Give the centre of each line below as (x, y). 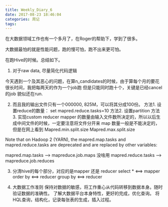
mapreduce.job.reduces (30, 161)
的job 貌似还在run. (24, 94)
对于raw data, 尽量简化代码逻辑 (45, 71)
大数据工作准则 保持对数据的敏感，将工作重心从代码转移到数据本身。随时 (87, 187)
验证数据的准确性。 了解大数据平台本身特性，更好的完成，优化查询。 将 (86, 193)
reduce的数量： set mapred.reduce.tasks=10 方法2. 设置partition (83, 111)
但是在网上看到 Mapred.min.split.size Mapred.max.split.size (73, 130)
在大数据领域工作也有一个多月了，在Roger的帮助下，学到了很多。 (73, 39)
